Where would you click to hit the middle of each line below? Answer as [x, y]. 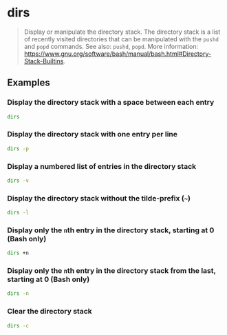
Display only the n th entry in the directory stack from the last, [111, 271]
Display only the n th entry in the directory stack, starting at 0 [111, 230]
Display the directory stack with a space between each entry [111, 103]
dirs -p [18, 149]
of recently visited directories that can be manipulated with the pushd [121, 39]
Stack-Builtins [44, 61]
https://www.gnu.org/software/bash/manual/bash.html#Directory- [118, 54]
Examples [29, 83]
